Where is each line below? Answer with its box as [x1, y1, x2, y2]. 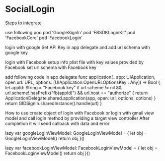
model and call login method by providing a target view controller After [5, 115, 150, 121]
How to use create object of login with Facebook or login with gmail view [5, 110, 154, 116]
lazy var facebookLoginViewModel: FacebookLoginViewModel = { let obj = [5, 145, 158, 151]
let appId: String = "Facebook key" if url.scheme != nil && [5, 84, 122, 90]
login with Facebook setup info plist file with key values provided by [5, 59, 144, 65]
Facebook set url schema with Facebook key [5, 64, 97, 70]
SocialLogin [5, 3, 55, 15]
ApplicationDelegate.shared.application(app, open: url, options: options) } [5, 95, 156, 101]
